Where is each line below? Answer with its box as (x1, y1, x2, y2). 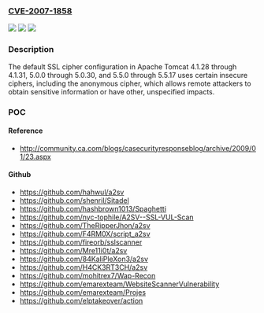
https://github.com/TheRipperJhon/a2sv (19, 220, 151, 230)
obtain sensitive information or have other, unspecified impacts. (8, 87, 215, 96)
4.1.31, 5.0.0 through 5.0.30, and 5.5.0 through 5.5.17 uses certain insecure (8, 70, 248, 79)
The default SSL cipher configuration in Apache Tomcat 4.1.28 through (8, 61, 237, 72)
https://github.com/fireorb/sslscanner (19, 238, 143, 247)
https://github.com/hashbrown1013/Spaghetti (19, 204, 167, 213)
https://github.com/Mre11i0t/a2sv (19, 245, 128, 255)
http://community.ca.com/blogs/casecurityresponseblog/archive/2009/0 (19, 143, 256, 153)
